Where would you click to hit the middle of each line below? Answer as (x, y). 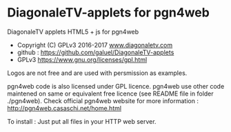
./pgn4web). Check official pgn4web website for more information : (103, 100)
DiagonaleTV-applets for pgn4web (109, 13)
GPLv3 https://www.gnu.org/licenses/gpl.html (82, 59)
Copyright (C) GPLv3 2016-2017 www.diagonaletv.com (95, 45)
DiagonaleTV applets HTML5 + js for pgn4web (73, 32)
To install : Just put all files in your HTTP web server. (82, 121)
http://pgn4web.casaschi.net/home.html (64, 108)
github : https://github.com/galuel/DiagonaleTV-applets (96, 52)
